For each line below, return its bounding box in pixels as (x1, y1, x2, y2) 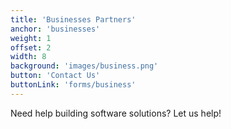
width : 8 (10, 52, 47, 62)
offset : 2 (10, 42, 52, 53)
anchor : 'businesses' (10, 24, 101, 34)
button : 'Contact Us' (10, 71, 101, 81)
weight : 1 (10, 33, 52, 43)
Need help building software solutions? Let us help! (10, 107, 222, 119)
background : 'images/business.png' (10, 61, 159, 71)
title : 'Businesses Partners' (10, 14, 137, 25)
